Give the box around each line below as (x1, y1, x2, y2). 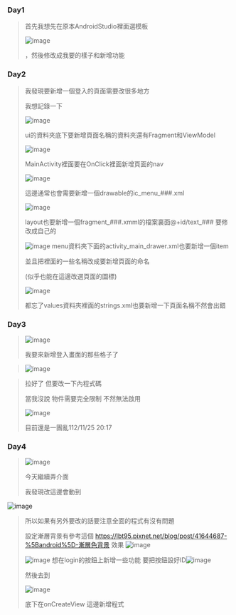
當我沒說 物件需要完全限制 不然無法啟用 (24, 394, 141, 402)
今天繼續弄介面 (24, 472, 69, 481)
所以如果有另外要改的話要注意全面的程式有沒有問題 (24, 517, 175, 525)
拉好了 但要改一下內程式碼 (24, 379, 102, 387)
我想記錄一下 (24, 101, 63, 110)
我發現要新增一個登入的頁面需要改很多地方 (24, 86, 150, 95)
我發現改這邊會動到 (24, 487, 82, 497)
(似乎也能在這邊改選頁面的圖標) (24, 272, 117, 280)
